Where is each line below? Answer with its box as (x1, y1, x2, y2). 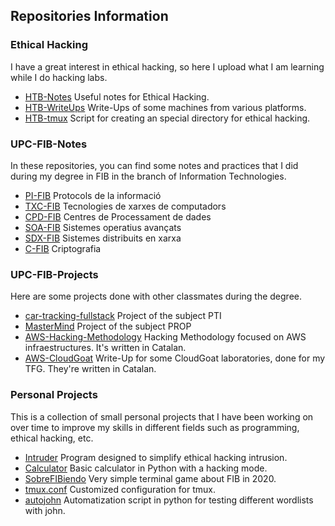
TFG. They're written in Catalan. (24, 363, 157, 375)
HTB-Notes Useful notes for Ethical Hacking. (24, 90, 210, 103)
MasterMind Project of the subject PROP (24, 320, 192, 333)
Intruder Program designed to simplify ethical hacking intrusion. (24, 451, 288, 463)
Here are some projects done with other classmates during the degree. (10, 290, 302, 303)
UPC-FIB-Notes (10, 137, 88, 151)
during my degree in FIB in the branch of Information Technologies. (10, 170, 287, 182)
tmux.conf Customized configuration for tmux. (24, 483, 216, 495)
